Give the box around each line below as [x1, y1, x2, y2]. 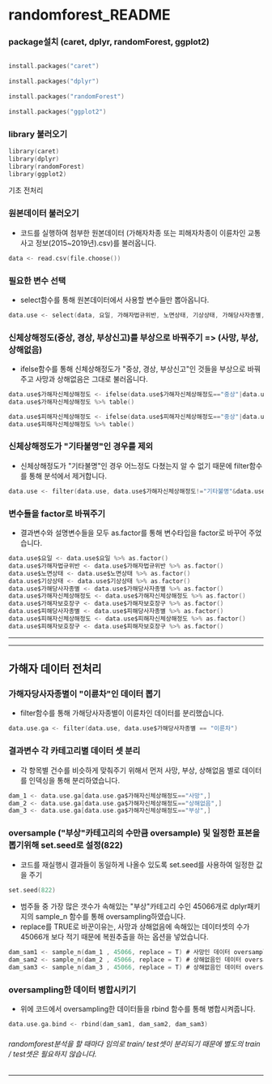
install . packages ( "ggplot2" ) [8, 107, 107, 115]
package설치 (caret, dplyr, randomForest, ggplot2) [8, 37, 210, 48]
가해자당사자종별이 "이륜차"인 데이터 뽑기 [8, 689, 161, 700]
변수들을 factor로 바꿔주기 [8, 507, 106, 519]
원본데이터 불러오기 [8, 208, 79, 219]
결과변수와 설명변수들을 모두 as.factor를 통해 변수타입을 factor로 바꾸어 [19, 528, 247, 538]
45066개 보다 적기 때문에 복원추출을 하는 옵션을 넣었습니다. [19, 932, 209, 942]
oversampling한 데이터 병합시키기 [8, 984, 137, 995]
